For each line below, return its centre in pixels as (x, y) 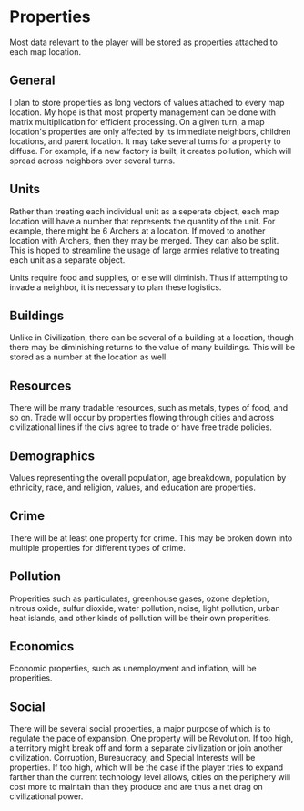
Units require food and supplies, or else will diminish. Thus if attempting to (149, 277)
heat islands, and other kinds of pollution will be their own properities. (140, 618)
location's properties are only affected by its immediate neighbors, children (150, 131)
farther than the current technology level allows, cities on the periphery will (150, 777)
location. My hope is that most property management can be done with (142, 112)
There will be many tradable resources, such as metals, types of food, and (149, 408)
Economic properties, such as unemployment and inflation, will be (133, 669)
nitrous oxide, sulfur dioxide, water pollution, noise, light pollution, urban (145, 608)
